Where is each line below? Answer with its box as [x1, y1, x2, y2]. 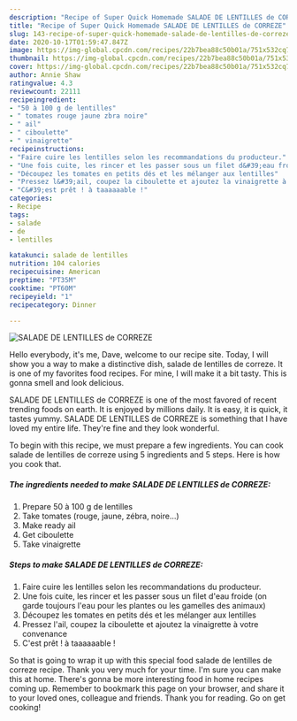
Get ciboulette [21, 530, 74, 541]
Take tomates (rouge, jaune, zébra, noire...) [21, 510, 179, 522]
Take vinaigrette [21, 539, 81, 549]
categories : [9, 194, 53, 203]
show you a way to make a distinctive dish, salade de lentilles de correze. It [9, 359, 283, 370]
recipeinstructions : [9, 144, 86, 153]
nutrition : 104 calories [9, 259, 101, 268]
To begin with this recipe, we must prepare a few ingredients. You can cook [9, 440, 285, 451]
